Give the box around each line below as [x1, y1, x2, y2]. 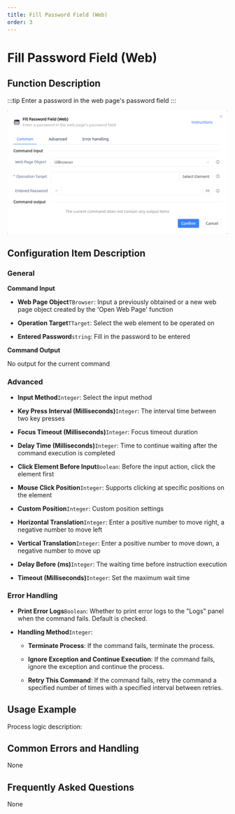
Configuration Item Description [7, 247, 145, 259]
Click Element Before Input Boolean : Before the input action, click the [17, 462, 215, 471]
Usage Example [7, 704, 77, 716]
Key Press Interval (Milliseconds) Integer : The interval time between [17, 406, 217, 415]
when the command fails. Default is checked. [17, 614, 148, 623]
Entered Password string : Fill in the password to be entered [17, 333, 190, 341]
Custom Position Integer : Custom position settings [17, 504, 164, 513]
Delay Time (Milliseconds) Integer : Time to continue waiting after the [17, 441, 218, 450]
